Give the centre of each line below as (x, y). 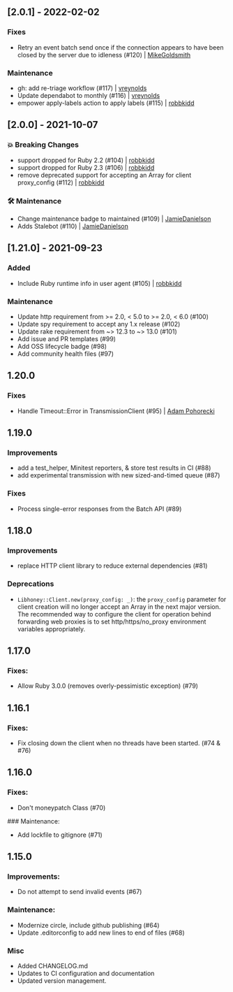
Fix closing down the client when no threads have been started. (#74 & (119, 743)
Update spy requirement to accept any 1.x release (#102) (99, 324)
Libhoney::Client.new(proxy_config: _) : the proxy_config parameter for (122, 599)
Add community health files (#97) (65, 354)
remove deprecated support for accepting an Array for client (104, 175)
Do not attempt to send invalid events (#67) (80, 892)
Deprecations (31, 584)
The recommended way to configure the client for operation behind (114, 614)
